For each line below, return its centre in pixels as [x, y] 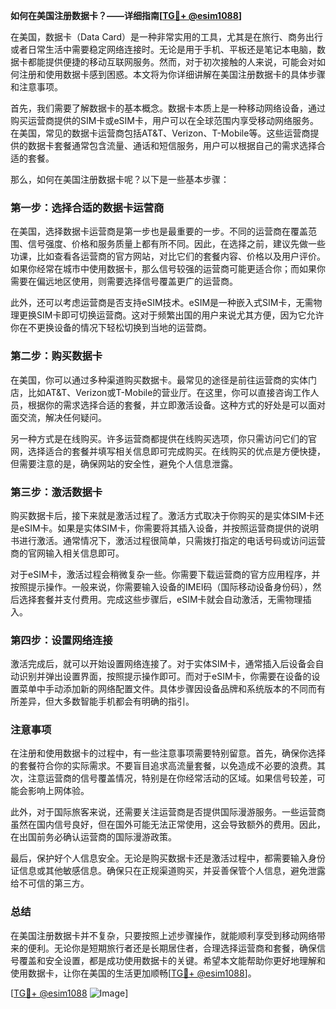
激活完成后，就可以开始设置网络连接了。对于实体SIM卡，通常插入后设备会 [163, 664]
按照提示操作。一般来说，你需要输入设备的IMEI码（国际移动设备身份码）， [161, 586]
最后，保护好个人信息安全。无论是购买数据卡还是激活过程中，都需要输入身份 [168, 858]
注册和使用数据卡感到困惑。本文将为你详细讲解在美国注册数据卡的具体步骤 [172, 74]
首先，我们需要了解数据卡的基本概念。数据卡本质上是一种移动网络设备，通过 [168, 108]
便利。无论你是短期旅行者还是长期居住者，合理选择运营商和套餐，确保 [172, 948]
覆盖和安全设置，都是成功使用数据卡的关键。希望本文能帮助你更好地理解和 [172, 960]
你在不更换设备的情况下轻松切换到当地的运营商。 [111, 328]
